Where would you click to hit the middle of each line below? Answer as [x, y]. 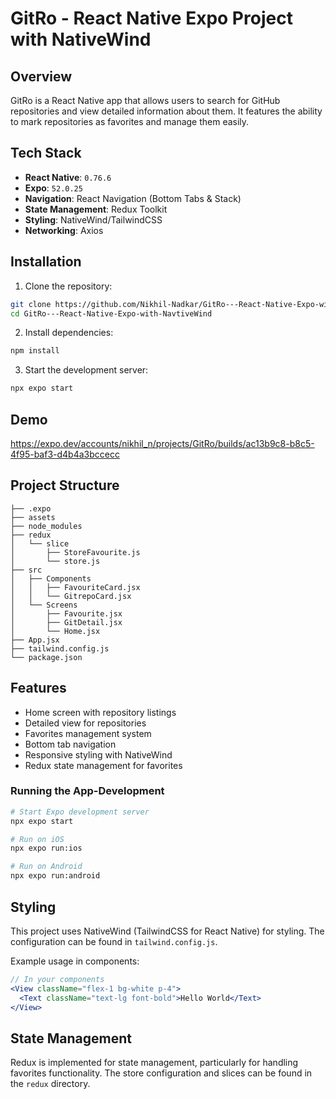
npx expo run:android [55, 876]
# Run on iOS [37, 839]
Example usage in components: [75, 961]
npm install [35, 351]
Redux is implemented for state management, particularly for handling [154, 1063]
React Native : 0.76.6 [68, 177]
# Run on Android [46, 867]
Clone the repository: [68, 286]
